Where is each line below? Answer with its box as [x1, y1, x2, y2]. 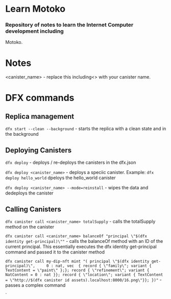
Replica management [5, 112, 75, 120]
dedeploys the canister [5, 190, 54, 196]
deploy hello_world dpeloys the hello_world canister [5, 175, 116, 181]
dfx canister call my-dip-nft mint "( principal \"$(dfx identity [5, 259, 150, 264]
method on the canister [5, 224, 55, 230]
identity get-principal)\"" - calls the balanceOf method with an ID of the [5, 238, 163, 244]
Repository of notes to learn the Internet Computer [5, 21, 134, 29]
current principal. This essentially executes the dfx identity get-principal [5, 243, 157, 250]
